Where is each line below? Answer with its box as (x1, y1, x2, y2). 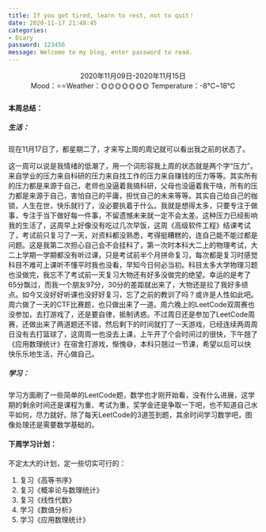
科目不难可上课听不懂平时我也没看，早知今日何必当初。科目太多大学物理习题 (8, 260, 258, 269)
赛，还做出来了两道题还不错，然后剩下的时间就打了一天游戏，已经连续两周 (8, 319, 251, 329)
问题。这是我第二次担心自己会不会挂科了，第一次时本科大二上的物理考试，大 (8, 240, 258, 249)
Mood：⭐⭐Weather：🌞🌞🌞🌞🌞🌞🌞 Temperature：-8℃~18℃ (30, 81, 236, 90)
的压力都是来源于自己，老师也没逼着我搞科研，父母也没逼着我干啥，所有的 (8, 180, 251, 190)
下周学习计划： (8, 439, 57, 449)
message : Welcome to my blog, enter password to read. (8, 48, 193, 56)
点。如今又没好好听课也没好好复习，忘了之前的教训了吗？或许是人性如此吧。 (8, 290, 258, 299)
